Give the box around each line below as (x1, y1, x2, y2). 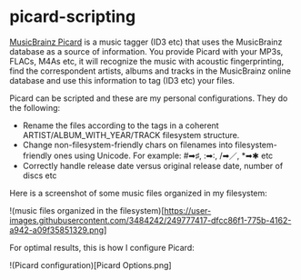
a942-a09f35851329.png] (9, 225, 107, 235)
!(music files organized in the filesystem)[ (9, 205, 165, 215)
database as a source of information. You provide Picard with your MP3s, (9, 45, 284, 56)
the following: (9, 102, 61, 113)
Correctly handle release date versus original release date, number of (22, 160, 284, 171)
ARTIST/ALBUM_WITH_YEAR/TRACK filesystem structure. (22, 129, 240, 140)
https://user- (164, 205, 212, 215)
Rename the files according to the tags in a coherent (22, 120, 220, 131)
